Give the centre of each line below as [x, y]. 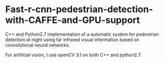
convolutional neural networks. [38, 45]
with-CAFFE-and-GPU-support [73, 20]
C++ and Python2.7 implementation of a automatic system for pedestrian [82, 34]
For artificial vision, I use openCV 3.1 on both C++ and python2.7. [74, 55]
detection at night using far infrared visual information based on [72, 40]
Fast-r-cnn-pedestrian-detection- [79, 9]
